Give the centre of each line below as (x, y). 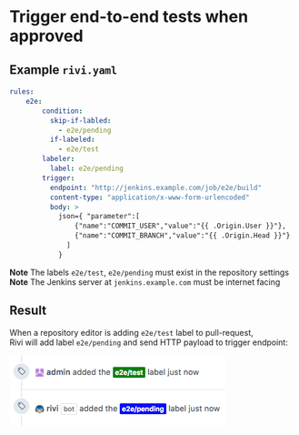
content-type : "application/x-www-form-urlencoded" (149, 197)
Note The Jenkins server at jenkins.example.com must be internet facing (145, 282)
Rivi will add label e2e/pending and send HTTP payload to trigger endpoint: (149, 342)
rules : (22, 92)
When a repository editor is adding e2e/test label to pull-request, (132, 332)
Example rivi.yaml (64, 70)
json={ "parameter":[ (99, 217)
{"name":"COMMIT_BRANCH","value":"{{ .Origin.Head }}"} (182, 236)
